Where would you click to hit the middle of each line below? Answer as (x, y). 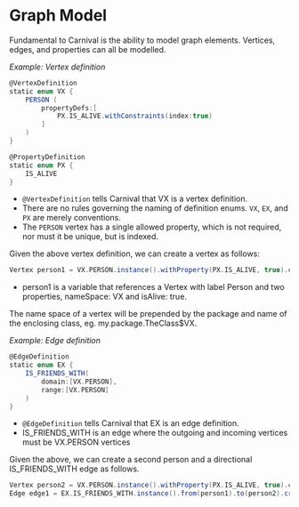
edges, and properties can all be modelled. (88, 49)
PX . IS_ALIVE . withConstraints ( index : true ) (135, 117)
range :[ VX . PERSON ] (75, 390)
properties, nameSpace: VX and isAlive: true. (104, 297)
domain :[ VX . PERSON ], (79, 382)
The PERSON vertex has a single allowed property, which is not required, (152, 227)
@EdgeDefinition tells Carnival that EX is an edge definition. (131, 423)
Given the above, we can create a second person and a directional (131, 460)
